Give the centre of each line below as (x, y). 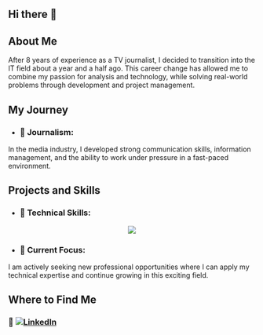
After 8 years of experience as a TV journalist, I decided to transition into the (131, 60)
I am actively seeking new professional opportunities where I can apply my (129, 267)
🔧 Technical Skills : (55, 213)
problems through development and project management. (101, 85)
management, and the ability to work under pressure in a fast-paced (119, 157)
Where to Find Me (52, 300)
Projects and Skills (54, 190)
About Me (33, 41)
